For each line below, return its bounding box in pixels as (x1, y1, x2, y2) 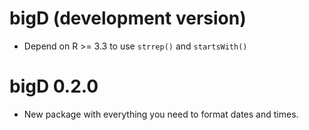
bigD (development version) (9, 7, 247, 30)
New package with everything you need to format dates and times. (23, 108, 299, 120)
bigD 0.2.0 (9, 75, 99, 98)
